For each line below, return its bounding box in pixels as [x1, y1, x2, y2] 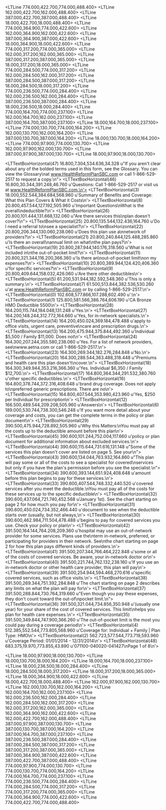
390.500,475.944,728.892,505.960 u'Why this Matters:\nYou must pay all [5, 423, 155, 428]
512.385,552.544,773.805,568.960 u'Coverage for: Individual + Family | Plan [5, 627, 161, 633]
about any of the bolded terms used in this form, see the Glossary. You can [5, 166, 158, 172]
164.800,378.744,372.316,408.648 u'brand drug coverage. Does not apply [5, 381, 156, 386]
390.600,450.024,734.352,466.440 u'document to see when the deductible [5, 507, 160, 512]
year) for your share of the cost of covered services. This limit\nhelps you [5, 607, 155, 612]
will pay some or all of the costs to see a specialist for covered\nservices [5, 460, 154, 465]
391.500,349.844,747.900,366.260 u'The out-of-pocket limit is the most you [5, 617, 160, 622]
